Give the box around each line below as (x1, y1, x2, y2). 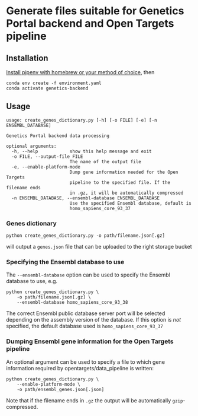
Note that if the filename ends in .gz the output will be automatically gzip (6, 396, 183, 404)
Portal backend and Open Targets (6, 17, 174, 30)
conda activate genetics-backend (6, 85, 89, 91)
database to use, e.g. (6, 278, 58, 285)
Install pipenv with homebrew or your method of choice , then (6, 69, 155, 75)
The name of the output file (69, 158, 142, 164)
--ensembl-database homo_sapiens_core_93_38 (17, 300, 128, 306)
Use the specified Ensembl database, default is (69, 200, 192, 206)
